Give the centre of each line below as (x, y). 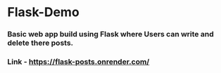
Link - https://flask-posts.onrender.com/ (78, 62)
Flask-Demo (43, 12)
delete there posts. (40, 43)
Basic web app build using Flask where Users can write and (110, 34)
